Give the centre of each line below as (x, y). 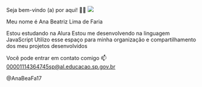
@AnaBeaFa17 (24, 78)
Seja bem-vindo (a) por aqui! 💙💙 (46, 10)
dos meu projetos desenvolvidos (47, 46)
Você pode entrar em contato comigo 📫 (57, 58)
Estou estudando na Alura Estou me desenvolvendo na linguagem (88, 33)
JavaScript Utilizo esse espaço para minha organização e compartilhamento (101, 40)
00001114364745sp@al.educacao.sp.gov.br (61, 67)
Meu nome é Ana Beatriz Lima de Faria (54, 22)
